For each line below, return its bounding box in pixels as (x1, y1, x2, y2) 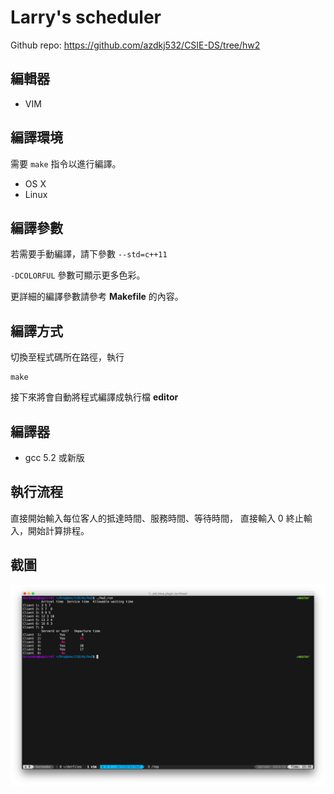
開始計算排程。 (27, 524, 90, 536)
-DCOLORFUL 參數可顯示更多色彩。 (10, 269, 146, 281)
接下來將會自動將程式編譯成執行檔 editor (10, 391, 179, 403)
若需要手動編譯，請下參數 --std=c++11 (10, 248, 168, 260)
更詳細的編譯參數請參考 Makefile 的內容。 (10, 291, 184, 303)
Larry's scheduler (10, 6, 162, 29)
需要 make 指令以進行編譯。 (10, 157, 122, 170)
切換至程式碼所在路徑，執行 (10, 351, 125, 363)
